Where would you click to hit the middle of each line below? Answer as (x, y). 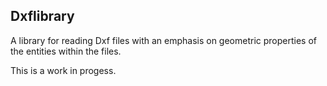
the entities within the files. (66, 51)
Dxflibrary (42, 16)
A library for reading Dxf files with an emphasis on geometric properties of (164, 40)
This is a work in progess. (63, 70)
